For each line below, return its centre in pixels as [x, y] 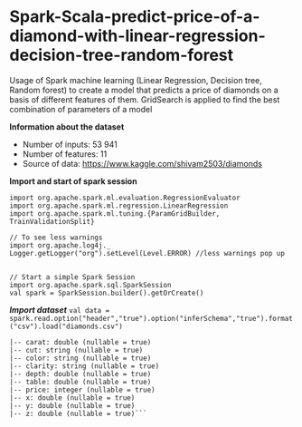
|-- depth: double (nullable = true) [80, 374]
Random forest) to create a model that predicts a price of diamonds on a [144, 90]
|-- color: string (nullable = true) [80, 358]
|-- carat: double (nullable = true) [80, 342]
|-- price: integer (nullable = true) [82, 390]
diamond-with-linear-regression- [138, 36]
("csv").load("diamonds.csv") [66, 326]
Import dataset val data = [60, 309]
